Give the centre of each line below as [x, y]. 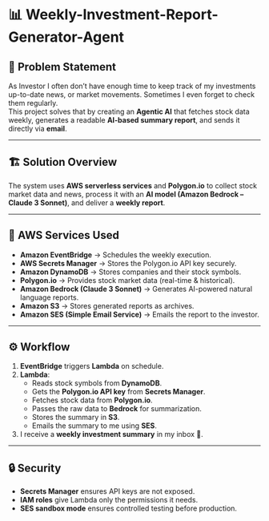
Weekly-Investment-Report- [122, 15]
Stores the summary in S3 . [76, 418]
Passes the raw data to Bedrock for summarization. [116, 409]
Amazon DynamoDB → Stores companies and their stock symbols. [130, 272]
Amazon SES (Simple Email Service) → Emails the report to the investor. [140, 314]
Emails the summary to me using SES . [94, 426]
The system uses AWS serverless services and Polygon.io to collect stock [133, 185]
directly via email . [38, 129]
